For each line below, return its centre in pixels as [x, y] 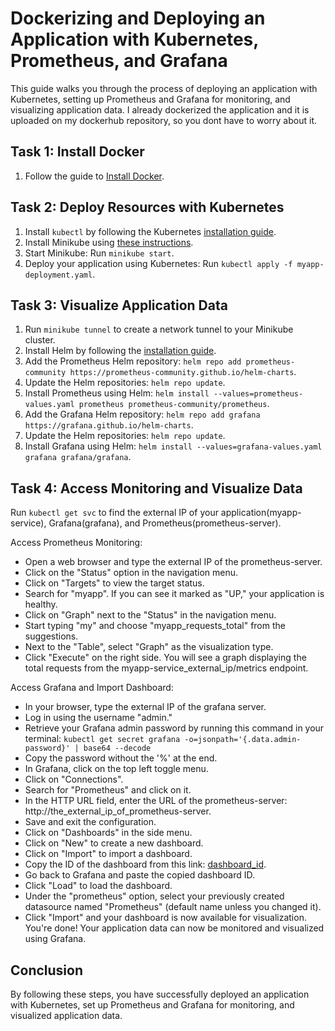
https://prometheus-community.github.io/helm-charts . [183, 372]
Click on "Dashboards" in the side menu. [108, 833]
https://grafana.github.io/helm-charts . [109, 425]
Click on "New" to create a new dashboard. [114, 843]
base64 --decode [117, 748]
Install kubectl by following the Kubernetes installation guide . [150, 231]
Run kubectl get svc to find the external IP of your [114, 513]
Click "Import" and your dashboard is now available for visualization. [165, 918]
